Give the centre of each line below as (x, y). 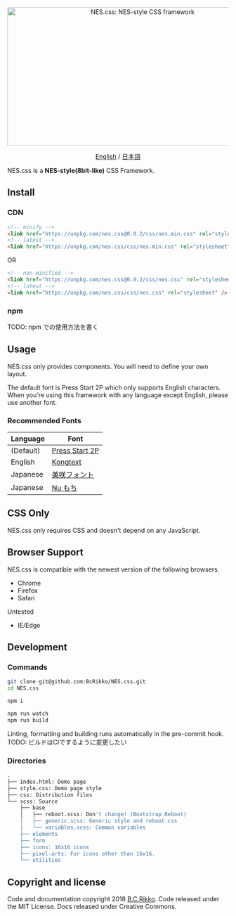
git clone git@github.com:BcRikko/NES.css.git (77, 682)
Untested (20, 612)
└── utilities (40, 860)
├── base (33, 808)
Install (21, 193)
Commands (27, 667)
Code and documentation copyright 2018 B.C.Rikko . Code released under (113, 899)
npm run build (28, 720)
